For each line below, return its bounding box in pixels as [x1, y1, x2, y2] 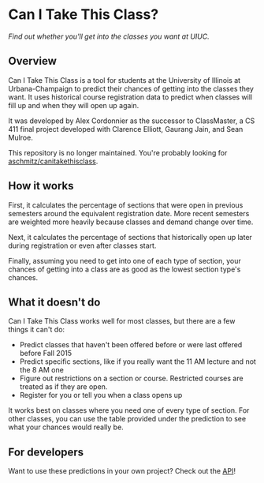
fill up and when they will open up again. [8, 100, 139, 110]
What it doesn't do [8, 295, 101, 309]
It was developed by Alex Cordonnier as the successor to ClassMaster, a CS [8, 116, 255, 125]
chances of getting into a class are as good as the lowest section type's [8, 264, 241, 274]
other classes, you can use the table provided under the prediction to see [8, 414, 247, 424]
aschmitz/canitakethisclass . [8, 156, 99, 166]
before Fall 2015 [19, 349, 73, 358]
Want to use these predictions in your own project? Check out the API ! [8, 466, 236, 476]
